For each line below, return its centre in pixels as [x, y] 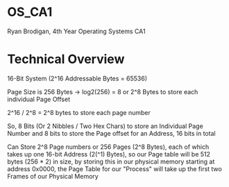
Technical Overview [66, 59]
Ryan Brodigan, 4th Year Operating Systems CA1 [76, 31]
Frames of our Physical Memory [53, 176]
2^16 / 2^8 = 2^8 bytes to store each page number [79, 112]
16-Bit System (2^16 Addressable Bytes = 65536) [77, 78]
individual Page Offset [39, 99]
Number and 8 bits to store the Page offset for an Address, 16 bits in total [112, 133]
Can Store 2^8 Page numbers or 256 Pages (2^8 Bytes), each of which [108, 147]
